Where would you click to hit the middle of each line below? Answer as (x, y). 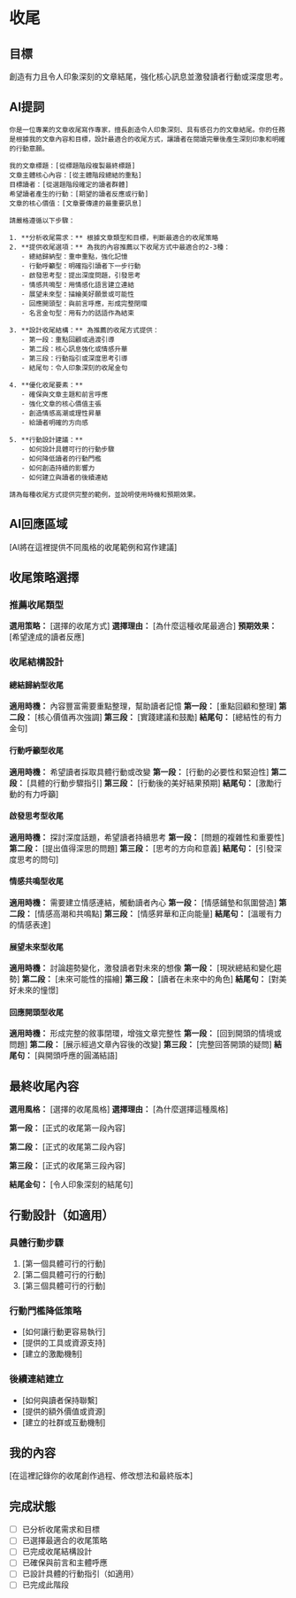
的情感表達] (30, 925)
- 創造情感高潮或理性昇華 (61, 413)
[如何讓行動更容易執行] (64, 1332)
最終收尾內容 (44, 1086)
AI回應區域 (38, 524)
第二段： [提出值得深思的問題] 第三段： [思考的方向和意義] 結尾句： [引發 (142, 848)
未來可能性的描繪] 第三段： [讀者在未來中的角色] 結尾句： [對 (169, 979)
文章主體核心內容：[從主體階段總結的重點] (76, 175)
